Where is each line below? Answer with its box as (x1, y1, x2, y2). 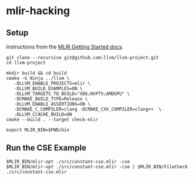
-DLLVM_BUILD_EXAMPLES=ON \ (14, 86, 83, 91)
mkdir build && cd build (6, 70, 67, 76)
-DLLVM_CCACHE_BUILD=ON (14, 112, 72, 117)
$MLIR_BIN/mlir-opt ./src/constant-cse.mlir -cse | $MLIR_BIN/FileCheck (6, 163, 188, 169)
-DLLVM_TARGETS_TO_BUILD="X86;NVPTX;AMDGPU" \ (14, 91, 131, 97)
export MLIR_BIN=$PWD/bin (6, 127, 69, 133)
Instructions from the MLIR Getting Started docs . (6, 43, 124, 50)
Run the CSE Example (6, 143, 86, 153)
